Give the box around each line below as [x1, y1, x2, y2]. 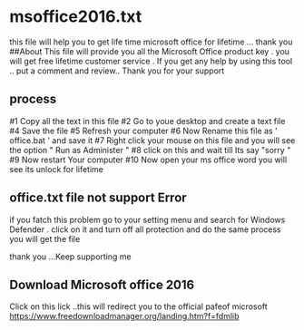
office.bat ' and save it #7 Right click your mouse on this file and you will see [9, 134, 296, 146]
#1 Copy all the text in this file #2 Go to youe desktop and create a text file [9, 115, 286, 126]
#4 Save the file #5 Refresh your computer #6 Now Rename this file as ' [9, 125, 279, 136]
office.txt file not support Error [9, 190, 188, 206]
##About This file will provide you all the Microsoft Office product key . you [9, 45, 290, 56]
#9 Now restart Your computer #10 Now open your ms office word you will [9, 154, 288, 165]
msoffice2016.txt [9, 6, 142, 27]
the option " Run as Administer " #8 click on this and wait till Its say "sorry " [9, 144, 291, 155]
